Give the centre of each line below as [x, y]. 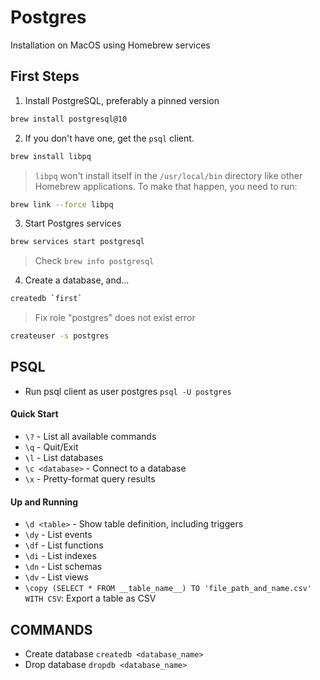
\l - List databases [64, 458]
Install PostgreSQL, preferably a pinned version [122, 100]
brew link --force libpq [62, 204]
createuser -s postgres [60, 336]
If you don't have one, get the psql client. [109, 138]
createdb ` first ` [46, 299]
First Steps [45, 76]
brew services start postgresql [77, 242]
